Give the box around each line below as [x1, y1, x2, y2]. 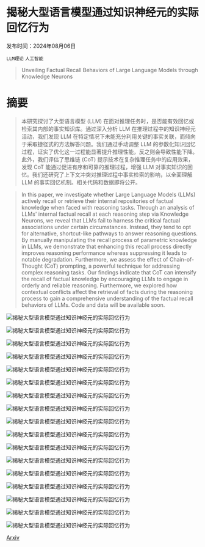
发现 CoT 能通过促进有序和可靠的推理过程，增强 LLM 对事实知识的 [21, 163, 188, 171]
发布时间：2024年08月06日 [6, 42, 76, 50]
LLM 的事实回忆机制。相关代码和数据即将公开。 [21, 178, 142, 186]
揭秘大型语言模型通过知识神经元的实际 [6, 6, 200, 20]
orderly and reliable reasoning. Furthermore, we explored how [21, 282, 178, 289]
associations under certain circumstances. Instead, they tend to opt [21, 223, 191, 230]
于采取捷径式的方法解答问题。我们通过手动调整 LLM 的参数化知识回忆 [21, 140, 196, 147]
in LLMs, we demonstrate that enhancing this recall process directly [21, 243, 192, 250]
